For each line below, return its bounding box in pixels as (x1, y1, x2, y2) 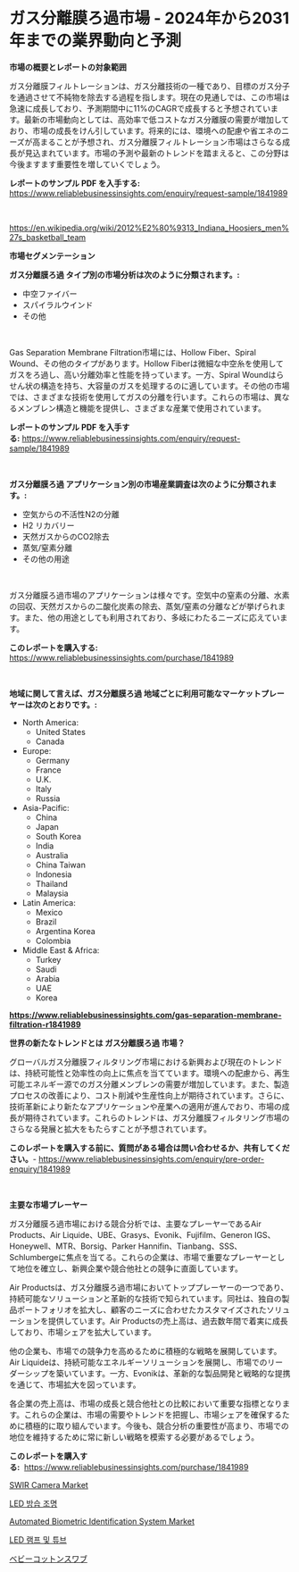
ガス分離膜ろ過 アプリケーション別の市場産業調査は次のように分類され (9, 479, 270, 489)
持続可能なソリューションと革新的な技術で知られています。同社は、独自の (9, 1292, 282, 1304)
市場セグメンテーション (9, 250, 96, 261)
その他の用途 (21, 553, 70, 564)
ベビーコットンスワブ (9, 1553, 87, 1564)
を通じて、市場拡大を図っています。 (9, 1379, 141, 1390)
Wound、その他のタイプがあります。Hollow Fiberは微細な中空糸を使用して (9, 358, 284, 369)
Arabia (35, 973, 61, 983)
